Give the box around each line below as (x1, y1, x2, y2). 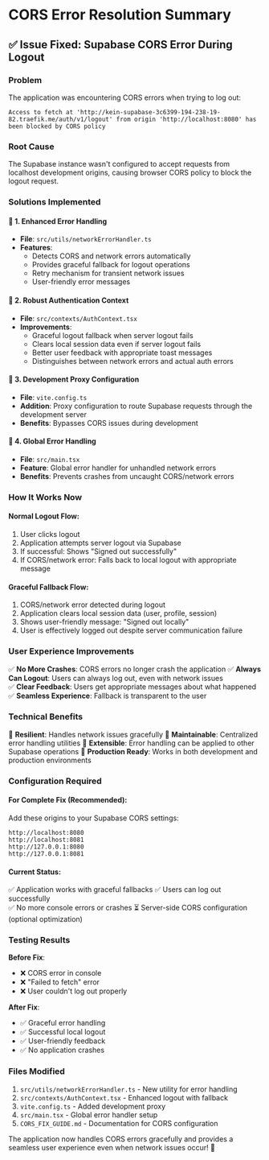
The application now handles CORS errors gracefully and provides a (8, 1133, 234, 1144)
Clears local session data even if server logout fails (31, 339, 202, 349)
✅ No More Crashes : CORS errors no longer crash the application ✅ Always (8, 664, 261, 674)
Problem (8, 74, 43, 85)
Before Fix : (8, 952, 46, 963)
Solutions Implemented (8, 196, 101, 208)
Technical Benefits (8, 711, 84, 722)
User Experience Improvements (8, 646, 135, 657)
